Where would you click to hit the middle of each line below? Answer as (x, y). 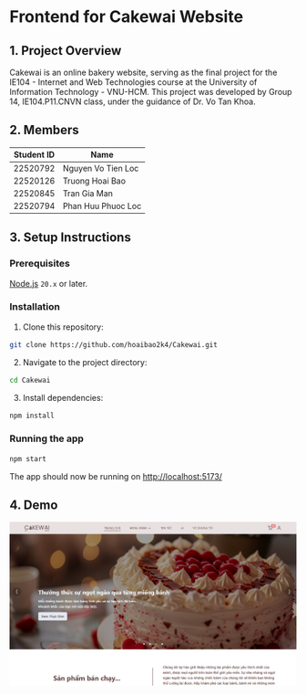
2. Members (44, 130)
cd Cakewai (30, 380)
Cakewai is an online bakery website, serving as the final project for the (143, 72)
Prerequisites (40, 264)
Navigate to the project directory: (85, 362)
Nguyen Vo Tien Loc (101, 168)
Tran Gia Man (88, 194)
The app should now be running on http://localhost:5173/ (116, 476)
